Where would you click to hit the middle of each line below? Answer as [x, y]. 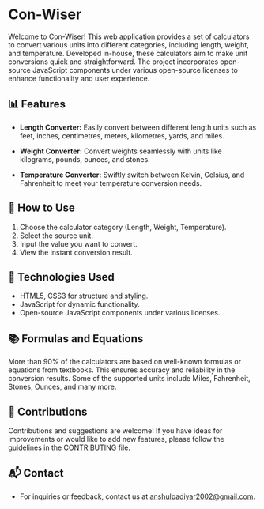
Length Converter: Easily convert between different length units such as [138, 127]
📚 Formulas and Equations [76, 339]
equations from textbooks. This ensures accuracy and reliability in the [122, 370]
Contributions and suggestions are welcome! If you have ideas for [115, 431]
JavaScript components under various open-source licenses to [136, 70]
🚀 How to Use [41, 208]
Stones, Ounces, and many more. [62, 387]
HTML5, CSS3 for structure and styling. [84, 296]
